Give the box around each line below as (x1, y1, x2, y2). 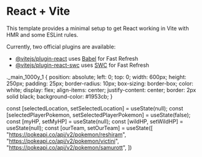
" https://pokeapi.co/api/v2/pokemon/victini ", (6, 137, 120, 145)
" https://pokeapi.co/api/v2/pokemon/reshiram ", (6, 131, 126, 138)
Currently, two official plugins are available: (6, 43, 116, 50)
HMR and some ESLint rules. (6, 31, 79, 38)
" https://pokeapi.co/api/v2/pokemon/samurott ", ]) (6, 144, 132, 151)
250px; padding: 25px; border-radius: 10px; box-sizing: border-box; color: (6, 80, 193, 87)
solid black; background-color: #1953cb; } (6, 93, 113, 100)
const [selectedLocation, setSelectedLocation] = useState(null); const (6, 104, 184, 112)
